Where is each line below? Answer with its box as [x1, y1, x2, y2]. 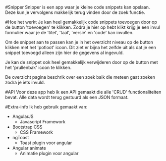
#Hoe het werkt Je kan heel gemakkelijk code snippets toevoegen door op [5, 19, 157, 25]
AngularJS [12, 113, 34, 119]
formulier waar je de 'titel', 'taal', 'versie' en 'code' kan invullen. [5, 30, 134, 35]
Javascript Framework [19, 119, 66, 124]
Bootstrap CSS [12, 124, 43, 130]
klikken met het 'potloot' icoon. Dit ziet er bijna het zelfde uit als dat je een [5, 45, 156, 50]
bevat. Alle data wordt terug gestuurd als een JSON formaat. [5, 94, 129, 100]
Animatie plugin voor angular [19, 151, 79, 156]
